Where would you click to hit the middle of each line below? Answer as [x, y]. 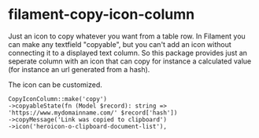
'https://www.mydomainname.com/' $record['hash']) [93, 113]
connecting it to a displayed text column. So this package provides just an [128, 53]
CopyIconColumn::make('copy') [58, 99]
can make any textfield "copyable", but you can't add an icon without [120, 44]
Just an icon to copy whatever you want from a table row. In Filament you [127, 36]
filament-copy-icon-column [102, 15]
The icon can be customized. [55, 85]
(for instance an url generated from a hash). [79, 69]
